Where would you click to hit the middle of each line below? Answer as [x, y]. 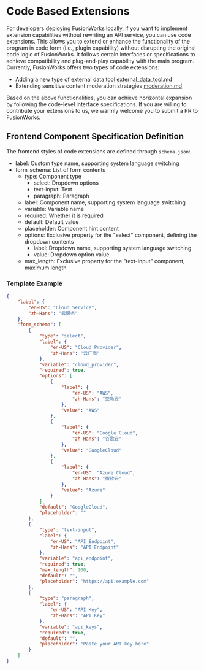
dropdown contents [49, 241]
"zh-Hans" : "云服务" [53, 313]
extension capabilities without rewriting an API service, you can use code [99, 34]
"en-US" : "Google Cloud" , [105, 433]
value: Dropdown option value [71, 254]
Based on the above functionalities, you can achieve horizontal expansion [99, 98]
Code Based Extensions [68, 11]
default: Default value [51, 221]
